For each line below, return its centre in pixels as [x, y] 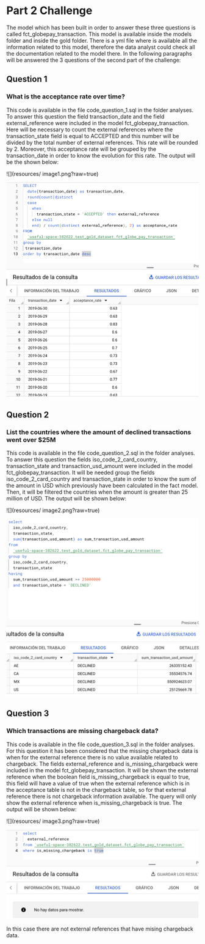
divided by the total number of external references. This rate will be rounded [102, 142]
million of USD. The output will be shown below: [67, 499]
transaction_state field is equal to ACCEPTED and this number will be [93, 136]
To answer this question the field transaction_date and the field [85, 116]
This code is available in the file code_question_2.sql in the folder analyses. [101, 453]
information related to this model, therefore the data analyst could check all [101, 47]
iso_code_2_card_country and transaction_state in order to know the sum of [101, 479]
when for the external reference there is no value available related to [92, 757]
